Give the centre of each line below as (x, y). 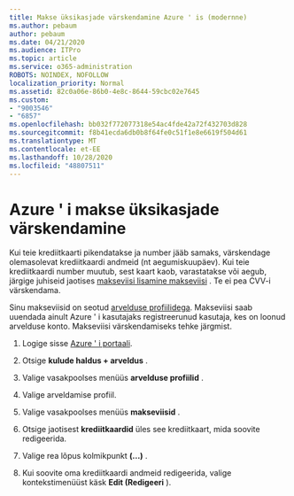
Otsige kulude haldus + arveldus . (85, 360)
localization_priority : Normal (67, 83)
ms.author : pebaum (43, 26)
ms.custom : (29, 100)
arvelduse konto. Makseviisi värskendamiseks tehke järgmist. (121, 326)
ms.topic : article (43, 58)
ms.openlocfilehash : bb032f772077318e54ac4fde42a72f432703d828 (128, 125)
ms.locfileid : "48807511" (57, 166)
